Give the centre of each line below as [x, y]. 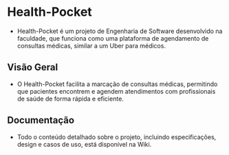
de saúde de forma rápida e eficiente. [70, 99]
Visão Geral [33, 67]
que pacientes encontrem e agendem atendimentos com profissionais [116, 91]
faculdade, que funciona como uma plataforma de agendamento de [113, 38]
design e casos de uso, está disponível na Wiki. [84, 144]
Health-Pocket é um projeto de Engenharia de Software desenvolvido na [120, 31]
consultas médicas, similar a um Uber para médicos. [91, 45]
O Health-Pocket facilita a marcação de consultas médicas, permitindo [117, 84]
